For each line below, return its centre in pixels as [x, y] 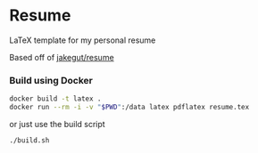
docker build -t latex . [55, 99]
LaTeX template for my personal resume [83, 40]
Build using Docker [51, 80]
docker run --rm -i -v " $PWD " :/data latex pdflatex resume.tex [129, 108]
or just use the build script [57, 124]
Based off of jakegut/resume [62, 57]
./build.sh [29, 140]
